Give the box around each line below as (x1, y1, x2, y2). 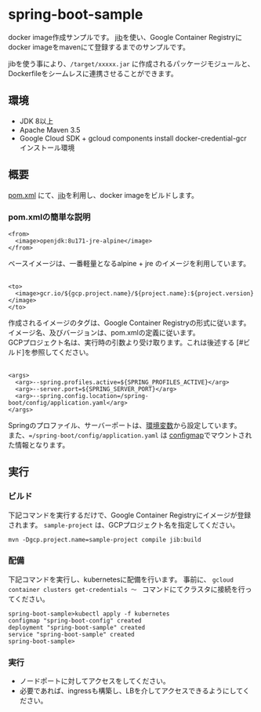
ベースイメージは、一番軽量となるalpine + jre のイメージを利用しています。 (8, 258, 251, 268)
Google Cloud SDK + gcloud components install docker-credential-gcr (19, 133, 247, 143)
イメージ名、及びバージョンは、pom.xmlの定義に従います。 (8, 327, 200, 337)
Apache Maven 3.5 (19, 125, 81, 134)
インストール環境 (19, 143, 75, 152)
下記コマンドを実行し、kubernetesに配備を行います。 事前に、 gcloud (8, 575, 234, 584)
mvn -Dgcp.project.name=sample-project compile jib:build (8, 535, 201, 543)
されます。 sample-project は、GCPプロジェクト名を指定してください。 (8, 520, 240, 529)
